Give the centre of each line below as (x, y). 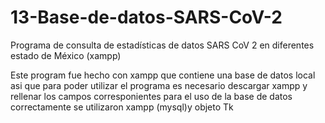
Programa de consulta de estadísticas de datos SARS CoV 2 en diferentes (162, 45)
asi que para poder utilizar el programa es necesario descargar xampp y (159, 85)
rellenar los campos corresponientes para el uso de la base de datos (151, 96)
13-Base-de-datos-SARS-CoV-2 (146, 17)
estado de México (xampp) (66, 55)
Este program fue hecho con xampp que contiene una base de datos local (163, 75)
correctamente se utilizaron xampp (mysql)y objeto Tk (122, 107)
